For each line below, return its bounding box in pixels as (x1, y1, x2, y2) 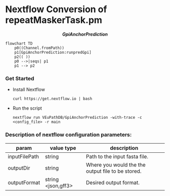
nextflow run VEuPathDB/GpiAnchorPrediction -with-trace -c (12, 115, 142, 120)
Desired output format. (86, 179, 140, 186)
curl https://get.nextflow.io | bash (12, 96, 93, 102)
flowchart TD (5, 41, 33, 46)
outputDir (8, 164, 30, 171)
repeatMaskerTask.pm (5, 14, 103, 26)
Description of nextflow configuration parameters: (5, 131, 132, 138)
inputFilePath (8, 153, 39, 160)
